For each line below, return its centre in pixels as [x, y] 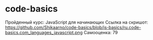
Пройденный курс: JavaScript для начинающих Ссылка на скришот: [77, 22]
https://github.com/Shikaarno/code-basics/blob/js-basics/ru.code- [73, 27]
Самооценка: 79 [101, 32]
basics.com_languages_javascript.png [44, 32]
